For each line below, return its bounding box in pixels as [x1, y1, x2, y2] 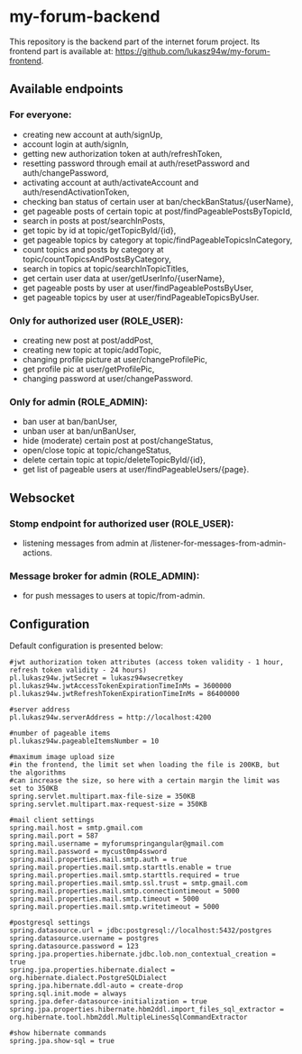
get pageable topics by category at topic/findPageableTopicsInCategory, [22, 234, 293, 245]
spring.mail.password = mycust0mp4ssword [9, 848, 168, 857]
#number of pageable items [9, 729, 111, 738]
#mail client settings [9, 816, 95, 825]
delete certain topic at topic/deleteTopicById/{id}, [22, 454, 206, 465]
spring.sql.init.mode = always [9, 989, 127, 998]
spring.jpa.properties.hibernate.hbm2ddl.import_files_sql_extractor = [9, 1005, 284, 1014]
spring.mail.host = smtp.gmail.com [9, 823, 143, 833]
